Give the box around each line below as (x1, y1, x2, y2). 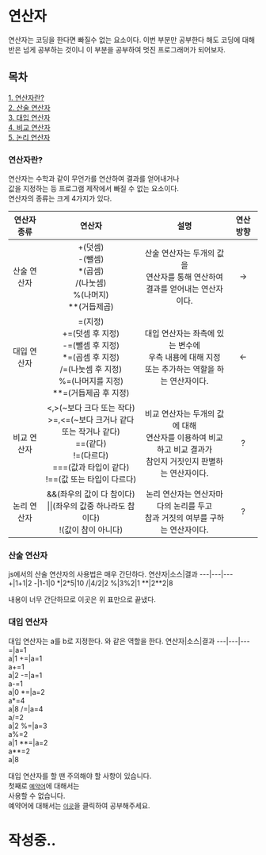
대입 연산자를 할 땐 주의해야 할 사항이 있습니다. (8, 771, 152, 780)
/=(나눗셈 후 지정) (59, 364, 123, 375)
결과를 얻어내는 (146, 283, 199, 294)
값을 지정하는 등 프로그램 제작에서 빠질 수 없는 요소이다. (8, 184, 180, 194)
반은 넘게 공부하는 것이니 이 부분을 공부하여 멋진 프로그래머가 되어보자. (8, 44, 226, 54)
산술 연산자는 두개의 (145, 247, 215, 259)
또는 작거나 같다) (62, 426, 120, 437)
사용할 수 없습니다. (8, 791, 66, 800)
